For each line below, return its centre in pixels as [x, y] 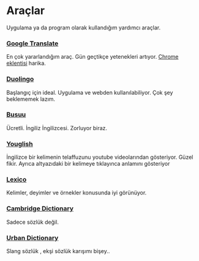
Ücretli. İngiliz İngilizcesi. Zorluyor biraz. [57, 128]
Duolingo [20, 79]
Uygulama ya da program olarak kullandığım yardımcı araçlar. [84, 28]
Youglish [20, 144]
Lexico [17, 180]
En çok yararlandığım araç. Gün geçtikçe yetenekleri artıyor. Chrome [92, 57]
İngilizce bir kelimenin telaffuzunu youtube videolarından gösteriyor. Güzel [100, 157]
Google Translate [32, 43]
